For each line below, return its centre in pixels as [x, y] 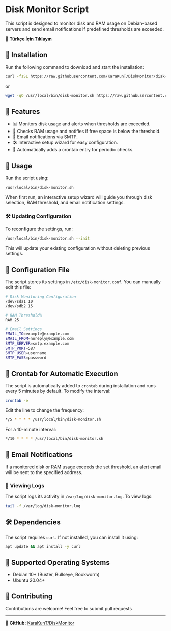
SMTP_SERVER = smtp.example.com [37, 343]
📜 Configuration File [37, 269]
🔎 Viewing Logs [25, 485]
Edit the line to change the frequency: [45, 410]
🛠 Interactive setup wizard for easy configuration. [65, 142]
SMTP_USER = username [26, 353]
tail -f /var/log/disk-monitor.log [43, 506]
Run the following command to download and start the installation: [75, 67]
